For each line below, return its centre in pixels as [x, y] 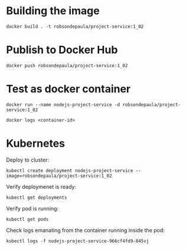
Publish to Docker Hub [62, 50]
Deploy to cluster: [27, 160]
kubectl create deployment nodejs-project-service [70, 170]
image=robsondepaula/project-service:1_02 [59, 176]
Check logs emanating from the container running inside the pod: [86, 230]
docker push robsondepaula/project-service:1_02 [67, 65]
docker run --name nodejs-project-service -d [63, 104]
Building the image [53, 11]
